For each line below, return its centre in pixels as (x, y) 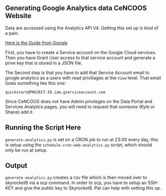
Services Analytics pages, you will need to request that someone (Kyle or (80, 107)
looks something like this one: (36, 83)
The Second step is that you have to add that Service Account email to (77, 72)
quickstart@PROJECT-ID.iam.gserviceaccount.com (55, 92)
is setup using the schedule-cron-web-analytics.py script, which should (79, 145)
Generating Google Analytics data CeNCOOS (76, 8)
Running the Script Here (43, 128)
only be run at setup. (26, 150)
